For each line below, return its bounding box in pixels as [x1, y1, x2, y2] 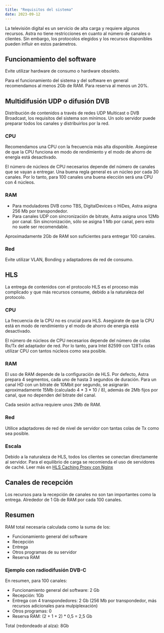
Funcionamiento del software [5, 55, 96, 63]
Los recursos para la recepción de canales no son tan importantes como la [5, 491, 156, 497]
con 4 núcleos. [5, 180, 35, 185]
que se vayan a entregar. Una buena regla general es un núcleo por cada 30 [5, 169, 159, 175]
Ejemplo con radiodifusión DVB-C [5, 566, 87, 573]
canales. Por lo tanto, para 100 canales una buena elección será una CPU [5, 174, 153, 180]
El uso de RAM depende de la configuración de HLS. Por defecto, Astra [5, 371, 149, 377]
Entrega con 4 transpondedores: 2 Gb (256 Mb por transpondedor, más [12, 597, 157, 604]
